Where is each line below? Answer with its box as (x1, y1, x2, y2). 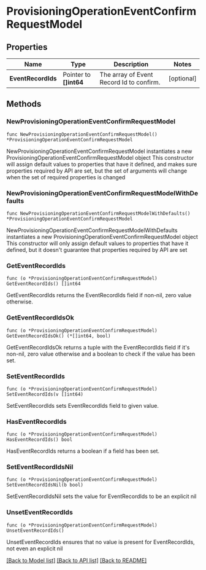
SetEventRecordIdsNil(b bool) (6, 482, 84, 488)
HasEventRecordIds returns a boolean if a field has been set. (6, 447, 160, 455)
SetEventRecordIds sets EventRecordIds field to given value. (6, 402, 159, 409)
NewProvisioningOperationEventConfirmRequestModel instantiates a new (6, 147, 193, 155)
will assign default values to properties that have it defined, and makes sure (6, 160, 197, 168)
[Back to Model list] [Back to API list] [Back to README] (6, 556, 147, 564)
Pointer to (63, 71, 91, 79)
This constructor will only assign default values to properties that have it (6, 240, 189, 247)
